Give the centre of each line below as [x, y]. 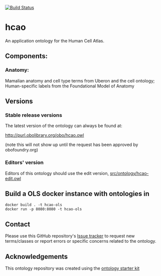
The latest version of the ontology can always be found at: [64, 126]
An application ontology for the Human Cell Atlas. [55, 41]
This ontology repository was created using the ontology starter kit [72, 268]
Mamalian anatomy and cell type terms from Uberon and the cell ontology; [80, 81]
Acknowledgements [36, 256]
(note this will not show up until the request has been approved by [72, 145]
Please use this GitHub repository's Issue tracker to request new [70, 236]
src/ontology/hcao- [129, 173]
